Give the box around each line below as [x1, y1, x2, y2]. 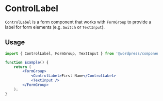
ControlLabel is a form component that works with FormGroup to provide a [5, 19, 151, 25]
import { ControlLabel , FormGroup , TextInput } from [5, 51, 114, 56]
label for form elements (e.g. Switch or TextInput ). [5, 24, 105, 30]
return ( [14, 64, 32, 69]
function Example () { [5, 60, 49, 65]
